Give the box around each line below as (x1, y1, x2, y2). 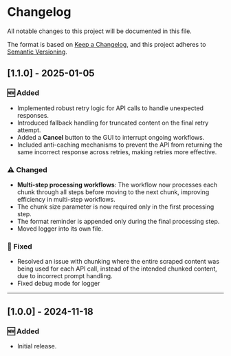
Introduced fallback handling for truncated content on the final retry (16, 118, 209, 127)
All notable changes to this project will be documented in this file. (7, 27, 192, 35)
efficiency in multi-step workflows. (16, 195, 115, 203)
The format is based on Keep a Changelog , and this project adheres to (7, 40, 206, 48)
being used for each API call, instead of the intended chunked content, (16, 264, 218, 273)
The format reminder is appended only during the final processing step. (16, 217, 220, 225)
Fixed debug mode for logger (16, 280, 100, 288)
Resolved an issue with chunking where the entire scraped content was (16, 258, 220, 266)
